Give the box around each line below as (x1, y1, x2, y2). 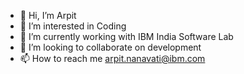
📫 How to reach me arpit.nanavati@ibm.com (19, 53, 206, 64)
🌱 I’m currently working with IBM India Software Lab (19, 31, 234, 42)
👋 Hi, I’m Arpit (19, 10, 77, 21)
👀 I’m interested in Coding (19, 20, 127, 32)
